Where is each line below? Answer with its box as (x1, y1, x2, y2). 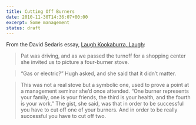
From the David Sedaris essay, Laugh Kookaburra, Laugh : (6, 41, 145, 48)
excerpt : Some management (6, 19, 69, 25)
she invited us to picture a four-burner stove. (20, 59, 129, 66)
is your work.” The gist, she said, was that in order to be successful (20, 100, 184, 107)
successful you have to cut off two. (20, 113, 107, 120)
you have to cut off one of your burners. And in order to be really (20, 106, 178, 113)
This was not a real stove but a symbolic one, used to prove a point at (20, 82, 190, 89)
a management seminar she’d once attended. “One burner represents (20, 87, 190, 94)
